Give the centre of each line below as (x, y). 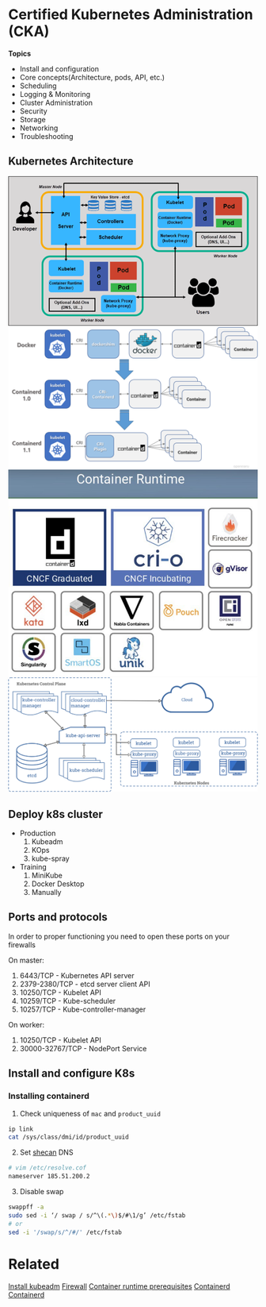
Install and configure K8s (72, 1074)
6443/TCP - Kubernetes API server (77, 975)
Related (34, 1264)
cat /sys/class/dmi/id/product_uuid (68, 1137)
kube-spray (50, 858)
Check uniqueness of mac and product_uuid (90, 1113)
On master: (27, 960)
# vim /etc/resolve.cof (47, 1168)
